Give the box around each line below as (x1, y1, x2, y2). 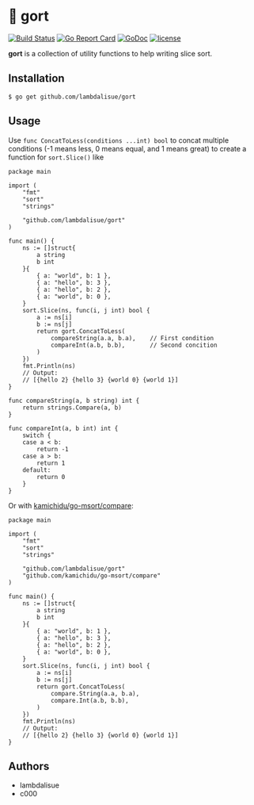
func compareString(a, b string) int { (8, 397, 140, 404)
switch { (22, 431, 51, 439)
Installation (8, 71, 65, 86)
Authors (8, 759, 50, 772)
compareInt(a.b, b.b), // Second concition (50, 341, 218, 349)
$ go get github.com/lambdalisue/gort (8, 93, 136, 101)
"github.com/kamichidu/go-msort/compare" (22, 571, 161, 580)
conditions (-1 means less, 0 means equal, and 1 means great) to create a (8, 144, 247, 153)
